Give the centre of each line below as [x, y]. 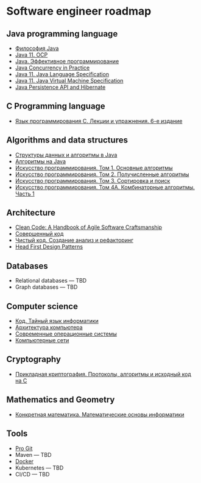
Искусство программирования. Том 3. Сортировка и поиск [93, 180]
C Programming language [56, 106]
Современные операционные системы [66, 334]
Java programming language [62, 34]
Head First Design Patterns [49, 247]
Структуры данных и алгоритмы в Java [66, 155]
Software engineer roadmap [79, 11]
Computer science [42, 306]
